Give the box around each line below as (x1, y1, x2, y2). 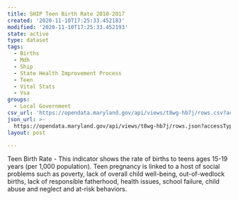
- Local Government (13, 103, 72, 110)
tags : (7, 43, 23, 50)
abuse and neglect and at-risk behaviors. (7, 185, 127, 194)
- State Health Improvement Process (13, 70, 122, 77)
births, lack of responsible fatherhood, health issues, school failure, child (7, 177, 220, 186)
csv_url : (7, 109, 33, 116)
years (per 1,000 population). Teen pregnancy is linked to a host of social (7, 162, 220, 171)
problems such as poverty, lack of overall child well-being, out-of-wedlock (7, 170, 225, 178)
